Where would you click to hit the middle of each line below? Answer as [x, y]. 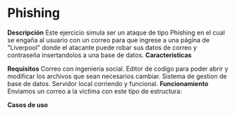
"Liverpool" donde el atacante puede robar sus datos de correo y [102, 47]
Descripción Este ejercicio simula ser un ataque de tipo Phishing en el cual [116, 32]
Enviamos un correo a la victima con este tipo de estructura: [95, 91]
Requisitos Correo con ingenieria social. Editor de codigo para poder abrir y [118, 68]
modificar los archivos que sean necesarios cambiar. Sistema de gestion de [117, 76]
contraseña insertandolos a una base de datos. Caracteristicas [100, 55]
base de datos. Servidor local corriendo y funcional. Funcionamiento [108, 83]
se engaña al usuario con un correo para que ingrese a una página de [109, 40]
